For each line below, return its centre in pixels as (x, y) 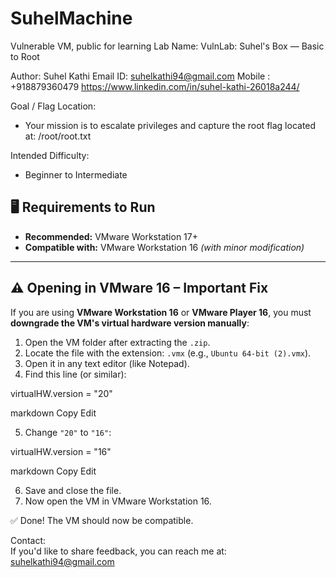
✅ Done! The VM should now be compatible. (102, 520)
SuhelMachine (71, 18)
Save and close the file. (73, 490)
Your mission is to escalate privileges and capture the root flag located (170, 125)
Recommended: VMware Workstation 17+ (111, 236)
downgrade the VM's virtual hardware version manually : (130, 323)
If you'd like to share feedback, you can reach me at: (118, 551)
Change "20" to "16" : (68, 432)
